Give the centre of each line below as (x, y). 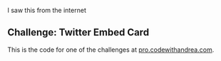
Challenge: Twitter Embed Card (78, 32)
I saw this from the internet (47, 10)
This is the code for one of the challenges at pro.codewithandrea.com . (111, 50)
